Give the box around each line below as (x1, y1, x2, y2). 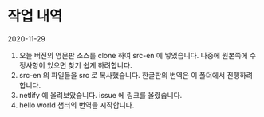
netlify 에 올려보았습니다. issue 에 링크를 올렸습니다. (18, 90, 183, 99)
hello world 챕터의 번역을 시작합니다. (18, 100, 135, 110)
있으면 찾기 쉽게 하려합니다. (46, 60, 132, 70)
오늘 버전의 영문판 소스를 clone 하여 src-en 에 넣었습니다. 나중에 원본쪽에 (18, 50, 248, 60)
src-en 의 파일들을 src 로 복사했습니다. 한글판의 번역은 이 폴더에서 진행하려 (18, 70, 253, 80)
